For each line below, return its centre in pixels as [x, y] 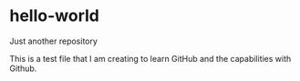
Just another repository [54, 41]
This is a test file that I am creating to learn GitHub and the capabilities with [150, 58]
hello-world [55, 16]
